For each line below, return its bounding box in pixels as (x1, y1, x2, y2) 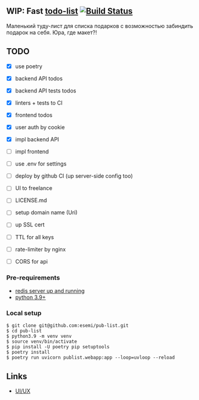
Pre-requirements (6, 273, 61, 282)
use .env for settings (15, 160, 67, 167)
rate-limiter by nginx (15, 245, 66, 253)
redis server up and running (15, 287, 85, 294)
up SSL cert (15, 221, 45, 228)
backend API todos (15, 74, 63, 82)
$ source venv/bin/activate (6, 339, 78, 345)
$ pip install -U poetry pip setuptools (6, 344, 110, 350)
